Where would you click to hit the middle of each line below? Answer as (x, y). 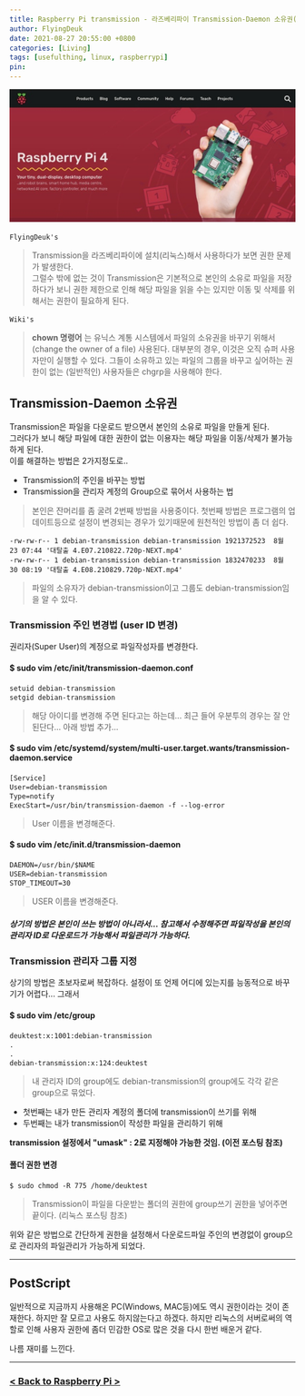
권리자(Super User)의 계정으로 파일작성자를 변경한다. (104, 647)
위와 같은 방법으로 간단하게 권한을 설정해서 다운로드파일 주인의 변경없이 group (148, 1234)
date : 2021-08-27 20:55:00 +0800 (73, 38)
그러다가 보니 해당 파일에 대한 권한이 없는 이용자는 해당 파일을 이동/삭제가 (139, 438)
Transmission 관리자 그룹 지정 (74, 961)
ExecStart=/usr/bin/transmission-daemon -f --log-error (117, 805)
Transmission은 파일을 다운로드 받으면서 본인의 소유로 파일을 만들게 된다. (139, 427)
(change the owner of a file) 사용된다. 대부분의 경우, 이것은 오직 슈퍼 (155, 349)
